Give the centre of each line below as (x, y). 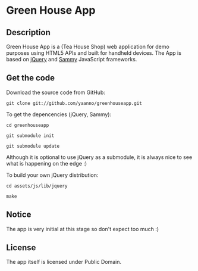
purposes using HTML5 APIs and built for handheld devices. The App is (94, 53)
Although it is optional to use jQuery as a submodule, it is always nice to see (99, 157)
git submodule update (33, 146)
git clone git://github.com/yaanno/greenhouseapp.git (74, 103)
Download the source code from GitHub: (56, 92)
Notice (19, 215)
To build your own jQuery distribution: (52, 175)
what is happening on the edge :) (47, 163)
